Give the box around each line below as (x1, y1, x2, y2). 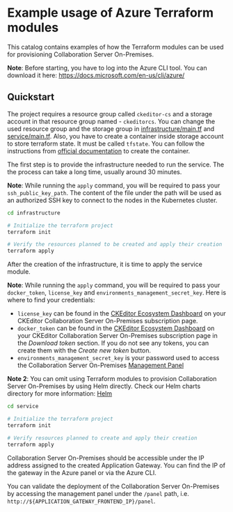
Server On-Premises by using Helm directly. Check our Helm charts (7, 382, 201, 391)
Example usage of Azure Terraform (7, 5, 214, 21)
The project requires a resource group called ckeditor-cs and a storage (7, 109, 213, 118)
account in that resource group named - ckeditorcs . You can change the (7, 117, 216, 125)
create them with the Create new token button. (17, 346, 152, 355)
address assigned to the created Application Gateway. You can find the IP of (7, 461, 226, 470)
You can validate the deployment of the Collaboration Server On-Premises (7, 482, 220, 490)
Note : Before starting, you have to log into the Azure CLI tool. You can (7, 63, 207, 72)
